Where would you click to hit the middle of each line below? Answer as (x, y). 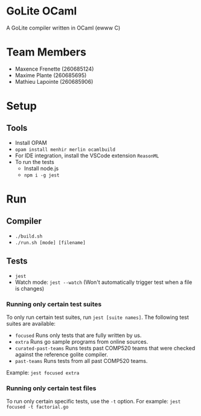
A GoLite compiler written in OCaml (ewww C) (63, 28)
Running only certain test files (51, 388)
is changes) (30, 288)
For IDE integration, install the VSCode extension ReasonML (87, 156)
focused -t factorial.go (37, 407)
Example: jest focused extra (43, 373)
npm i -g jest (42, 175)
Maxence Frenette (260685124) (54, 69)
